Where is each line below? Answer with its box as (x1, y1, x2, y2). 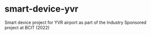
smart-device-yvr (4, 3, 78, 15)
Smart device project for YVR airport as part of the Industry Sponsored (4, 19, 147, 25)
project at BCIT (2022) (4, 24, 50, 30)
